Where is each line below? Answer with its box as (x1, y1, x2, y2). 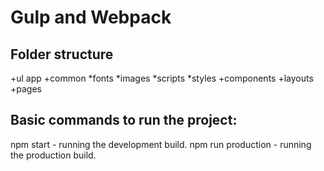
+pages (10, 83, 42, 95)
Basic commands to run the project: (10, 112, 238, 129)
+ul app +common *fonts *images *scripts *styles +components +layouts (10, 72, 314, 84)
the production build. (10, 149, 97, 161)
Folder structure (10, 46, 114, 63)
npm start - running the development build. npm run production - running (10, 138, 312, 150)
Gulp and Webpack (10, 6, 172, 29)
